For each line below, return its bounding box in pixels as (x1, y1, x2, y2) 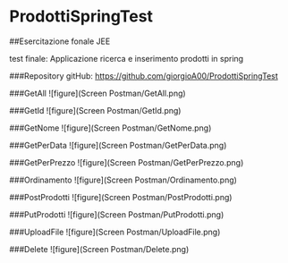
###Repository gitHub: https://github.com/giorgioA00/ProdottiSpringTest (9, 70, 279, 81)
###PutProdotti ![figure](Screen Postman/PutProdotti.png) (9, 208, 224, 220)
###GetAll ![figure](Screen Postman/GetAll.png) (9, 88, 186, 98)
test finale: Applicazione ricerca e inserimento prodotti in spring (9, 53, 244, 64)
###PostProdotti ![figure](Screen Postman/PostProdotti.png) (9, 191, 233, 202)
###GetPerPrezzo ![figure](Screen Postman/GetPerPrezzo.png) (9, 157, 244, 167)
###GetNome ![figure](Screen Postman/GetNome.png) (9, 123, 212, 133)
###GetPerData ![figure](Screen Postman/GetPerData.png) (9, 140, 227, 150)
